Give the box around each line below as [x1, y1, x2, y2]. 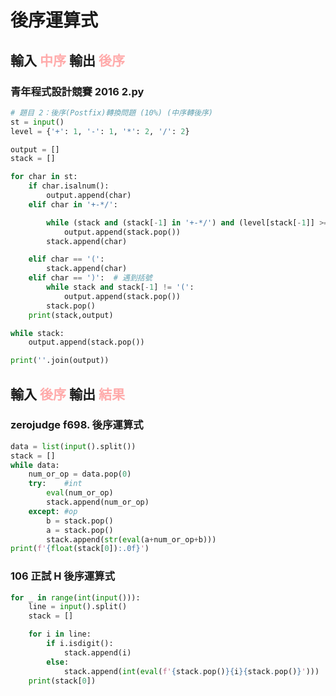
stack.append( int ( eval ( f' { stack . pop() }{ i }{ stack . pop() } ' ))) [63, 666, 320, 676]
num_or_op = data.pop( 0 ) [28, 469, 132, 480]
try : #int [28, 479, 83, 489]
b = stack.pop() [46, 516, 114, 526]
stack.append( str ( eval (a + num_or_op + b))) [46, 534, 217, 545]
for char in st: [10, 172, 78, 182]
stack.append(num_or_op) [46, 497, 150, 508]
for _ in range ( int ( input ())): [10, 592, 141, 603]
